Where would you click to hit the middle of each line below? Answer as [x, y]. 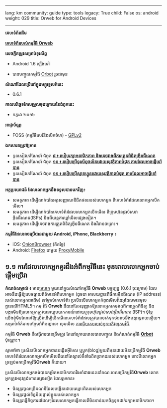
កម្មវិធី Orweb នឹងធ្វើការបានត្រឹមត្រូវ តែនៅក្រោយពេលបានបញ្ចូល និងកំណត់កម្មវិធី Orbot [79, 334]
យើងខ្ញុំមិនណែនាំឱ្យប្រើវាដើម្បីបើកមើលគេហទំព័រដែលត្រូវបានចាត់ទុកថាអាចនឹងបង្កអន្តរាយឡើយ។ [83, 318]
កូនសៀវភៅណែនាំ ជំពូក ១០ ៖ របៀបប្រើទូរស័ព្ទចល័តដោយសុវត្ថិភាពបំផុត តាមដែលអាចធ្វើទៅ [87, 162]
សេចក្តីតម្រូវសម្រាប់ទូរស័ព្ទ [26, 53]
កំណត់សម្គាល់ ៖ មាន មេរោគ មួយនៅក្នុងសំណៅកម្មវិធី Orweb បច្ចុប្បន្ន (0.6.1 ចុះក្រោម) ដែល [81, 288]
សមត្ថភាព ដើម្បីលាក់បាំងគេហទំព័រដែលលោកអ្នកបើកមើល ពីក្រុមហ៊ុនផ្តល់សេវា [75, 212]
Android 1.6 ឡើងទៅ [31, 64]
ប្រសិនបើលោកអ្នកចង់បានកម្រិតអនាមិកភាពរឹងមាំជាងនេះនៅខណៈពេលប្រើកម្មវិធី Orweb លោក [82, 372]
